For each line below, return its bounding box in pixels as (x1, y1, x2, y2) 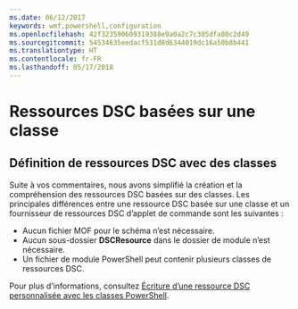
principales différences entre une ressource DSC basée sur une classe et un (9, 198, 290, 209)
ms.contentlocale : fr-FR (9, 54, 102, 63)
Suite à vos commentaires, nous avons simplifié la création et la (9, 180, 243, 190)
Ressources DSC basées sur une (9, 102, 256, 121)
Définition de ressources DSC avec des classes (9, 155, 277, 171)
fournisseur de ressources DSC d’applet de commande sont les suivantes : (9, 207, 284, 219)
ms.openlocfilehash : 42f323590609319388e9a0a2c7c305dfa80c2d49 (9, 29, 250, 38)
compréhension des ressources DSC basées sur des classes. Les (9, 188, 250, 199)
